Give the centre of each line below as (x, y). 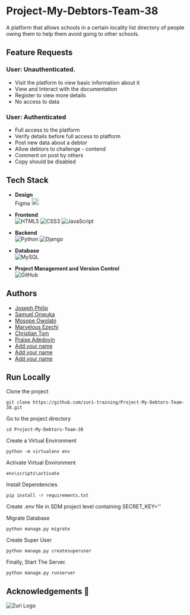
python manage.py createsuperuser (49, 551)
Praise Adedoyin (35, 339)
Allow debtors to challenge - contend (60, 149)
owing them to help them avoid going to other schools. (73, 33)
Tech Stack (27, 180)
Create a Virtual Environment (42, 441)
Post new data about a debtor (51, 142)
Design (24, 194)
